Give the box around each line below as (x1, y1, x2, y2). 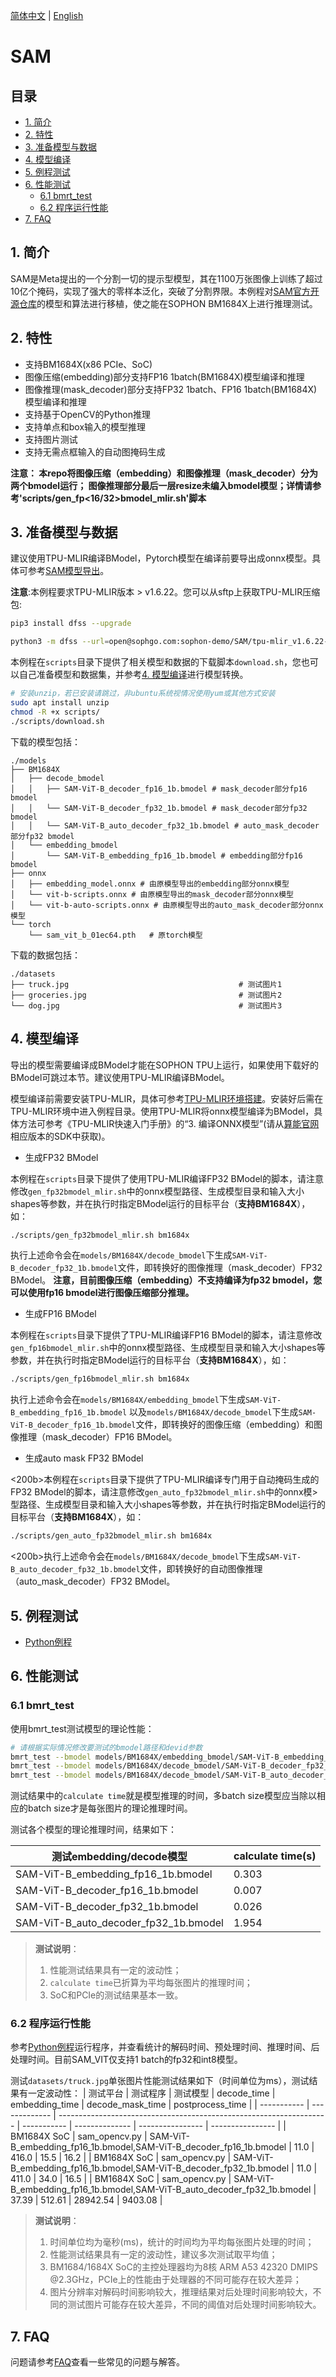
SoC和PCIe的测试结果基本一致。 (49, 1989, 184, 2001)
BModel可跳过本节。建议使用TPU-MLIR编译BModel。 (10, 1071, 230, 1083)
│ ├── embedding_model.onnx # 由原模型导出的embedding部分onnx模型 (10, 879, 290, 889)
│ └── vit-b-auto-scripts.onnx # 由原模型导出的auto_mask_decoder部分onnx (10, 900, 324, 910)
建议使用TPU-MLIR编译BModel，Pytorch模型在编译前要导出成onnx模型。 (10, 552, 313, 564)
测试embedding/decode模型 (51, 1850, 188, 1864)
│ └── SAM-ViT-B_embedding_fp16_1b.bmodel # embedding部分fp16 (10, 850, 303, 861)
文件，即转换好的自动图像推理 (139, 1563, 263, 1575)
